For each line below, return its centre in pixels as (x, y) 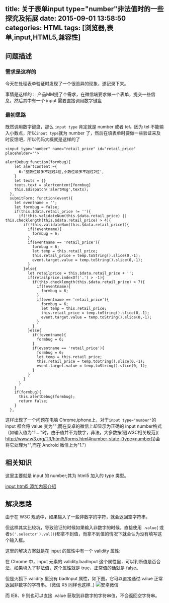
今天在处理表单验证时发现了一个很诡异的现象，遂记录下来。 (67, 84)
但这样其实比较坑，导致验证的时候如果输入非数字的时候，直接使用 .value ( (82, 527)
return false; (33, 401)
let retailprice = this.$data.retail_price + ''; (81, 274)
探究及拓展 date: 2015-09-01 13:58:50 (66, 18)
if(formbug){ (28, 392)
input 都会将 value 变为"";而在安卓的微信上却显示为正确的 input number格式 (83, 426)
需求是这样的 (21, 72)
